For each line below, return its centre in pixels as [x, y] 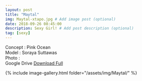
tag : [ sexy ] [18, 33]
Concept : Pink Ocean [28, 47]
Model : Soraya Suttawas [31, 52]
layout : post [19, 10]
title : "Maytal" [22, 14]
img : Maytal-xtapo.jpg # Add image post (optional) [60, 19]
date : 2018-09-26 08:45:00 [33, 24]
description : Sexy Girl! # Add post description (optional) [70, 28]
